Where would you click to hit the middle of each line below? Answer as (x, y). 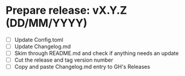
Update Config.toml (39, 39)
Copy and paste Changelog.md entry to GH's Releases (82, 67)
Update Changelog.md (42, 46)
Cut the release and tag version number (64, 60)
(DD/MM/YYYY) (47, 23)
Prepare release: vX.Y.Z (66, 10)
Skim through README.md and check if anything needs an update (96, 53)
